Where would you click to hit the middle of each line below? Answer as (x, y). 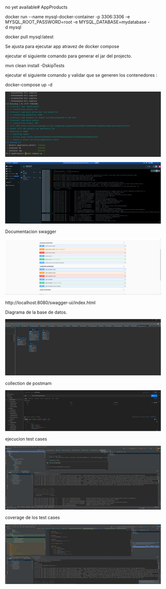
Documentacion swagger (31, 231)
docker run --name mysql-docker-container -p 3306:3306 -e (67, 17)
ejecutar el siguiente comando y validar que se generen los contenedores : (81, 75)
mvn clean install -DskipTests (35, 66)
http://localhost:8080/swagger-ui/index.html (50, 303)
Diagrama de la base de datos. (36, 312)
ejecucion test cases (26, 439)
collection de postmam (28, 383)
